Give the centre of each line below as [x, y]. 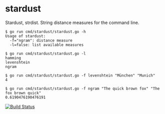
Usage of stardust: [25, 36]
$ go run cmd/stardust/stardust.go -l [45, 53]
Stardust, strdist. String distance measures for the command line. [72, 22]
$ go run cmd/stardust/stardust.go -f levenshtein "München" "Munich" [80, 75]
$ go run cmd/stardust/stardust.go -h [45, 31]
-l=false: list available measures [47, 45]
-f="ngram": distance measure [41, 40]
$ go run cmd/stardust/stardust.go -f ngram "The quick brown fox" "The [82, 88]
